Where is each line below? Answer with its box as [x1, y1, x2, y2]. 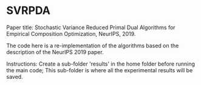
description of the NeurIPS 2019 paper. [6, 48, 104, 55]
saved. [6, 73, 23, 80]
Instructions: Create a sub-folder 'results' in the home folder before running [6, 60, 196, 67]
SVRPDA [6, 4, 50, 18]
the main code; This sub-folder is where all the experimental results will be [6, 66, 193, 73]
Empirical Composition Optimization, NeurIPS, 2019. [6, 30, 136, 37]
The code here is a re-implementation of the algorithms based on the [6, 42, 179, 49]
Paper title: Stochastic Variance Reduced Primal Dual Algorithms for [6, 24, 175, 31]
